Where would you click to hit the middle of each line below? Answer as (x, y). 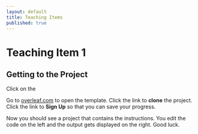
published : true (26, 23)
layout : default (26, 12)
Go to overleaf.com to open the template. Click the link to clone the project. (99, 100)
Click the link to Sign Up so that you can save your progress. (81, 107)
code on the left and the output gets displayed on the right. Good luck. (93, 125)
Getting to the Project (47, 74)
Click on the (21, 89)
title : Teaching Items (34, 17)
